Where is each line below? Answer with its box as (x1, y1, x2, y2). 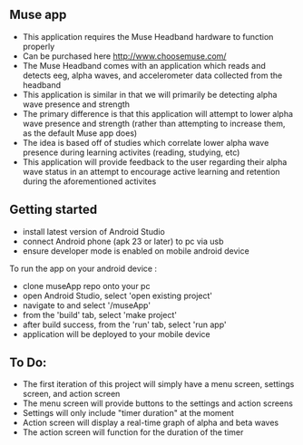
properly (22, 41, 55, 52)
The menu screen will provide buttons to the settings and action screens (22, 398, 293, 409)
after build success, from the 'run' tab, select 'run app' (22, 319, 227, 330)
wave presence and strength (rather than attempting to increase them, (22, 118, 286, 129)
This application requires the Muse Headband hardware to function (22, 31, 274, 42)
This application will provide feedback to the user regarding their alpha (22, 156, 288, 167)
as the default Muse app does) (22, 127, 138, 139)
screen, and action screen (22, 389, 121, 400)
